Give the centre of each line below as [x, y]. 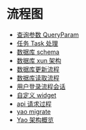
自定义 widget [36, 95]
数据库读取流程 [38, 77]
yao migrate [34, 111]
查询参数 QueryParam [48, 35]
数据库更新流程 [38, 69]
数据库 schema [38, 52]
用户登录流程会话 [41, 86]
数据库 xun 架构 [39, 60]
